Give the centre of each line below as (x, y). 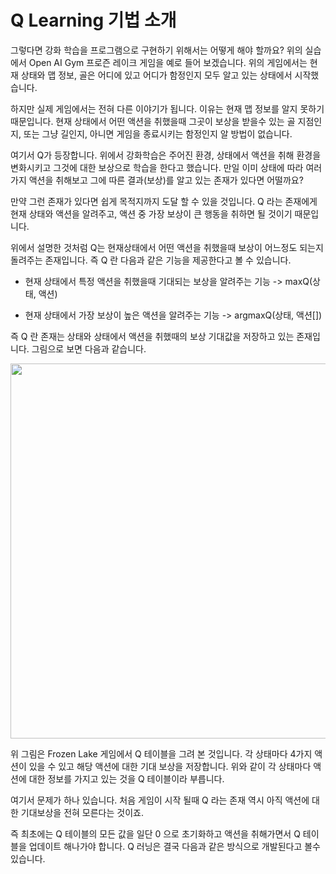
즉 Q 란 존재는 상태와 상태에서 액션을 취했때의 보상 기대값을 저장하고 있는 (152, 336)
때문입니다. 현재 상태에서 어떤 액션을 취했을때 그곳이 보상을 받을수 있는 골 (153, 121)
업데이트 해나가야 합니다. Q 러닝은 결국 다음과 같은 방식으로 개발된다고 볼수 (174, 846)
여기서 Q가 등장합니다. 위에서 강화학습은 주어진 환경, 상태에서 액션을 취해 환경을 (166, 155)
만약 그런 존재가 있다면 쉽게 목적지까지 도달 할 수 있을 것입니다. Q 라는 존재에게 (164, 201)
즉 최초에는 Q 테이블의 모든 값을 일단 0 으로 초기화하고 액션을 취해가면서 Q (155, 833)
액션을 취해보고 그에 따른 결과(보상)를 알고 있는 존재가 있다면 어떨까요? (166, 180)
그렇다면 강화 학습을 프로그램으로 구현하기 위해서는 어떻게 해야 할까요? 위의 (156, 50)
